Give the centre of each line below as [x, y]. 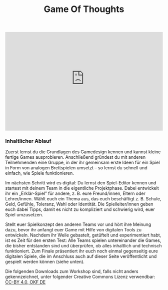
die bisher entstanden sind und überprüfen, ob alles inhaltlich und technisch [83, 246]
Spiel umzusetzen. [24, 215]
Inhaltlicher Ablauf [28, 141]
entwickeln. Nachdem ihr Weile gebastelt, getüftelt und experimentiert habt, [83, 235]
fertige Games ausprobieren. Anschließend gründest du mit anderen [75, 157]
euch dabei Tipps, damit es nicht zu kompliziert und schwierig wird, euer [80, 209]
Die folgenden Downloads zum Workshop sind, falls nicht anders [72, 271]
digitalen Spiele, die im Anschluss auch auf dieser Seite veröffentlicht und [81, 256]
